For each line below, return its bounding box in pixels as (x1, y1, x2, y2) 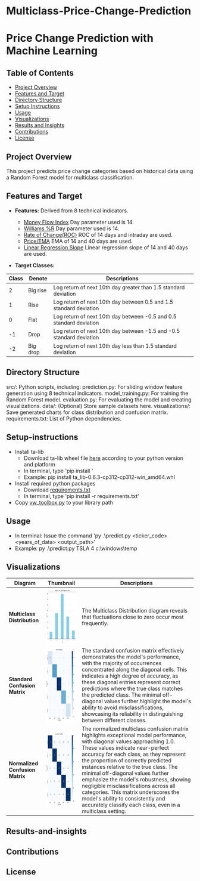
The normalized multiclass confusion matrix (82, 725, 189, 732)
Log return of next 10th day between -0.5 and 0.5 (53, 313, 177, 320)
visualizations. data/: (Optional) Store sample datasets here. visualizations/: (6, 402, 191, 409)
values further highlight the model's (104, 698, 192, 705)
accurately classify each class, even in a (82, 801, 180, 808)
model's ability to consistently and (82, 795, 165, 802)
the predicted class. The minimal (82, 691, 162, 698)
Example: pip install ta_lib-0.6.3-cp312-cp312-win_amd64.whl (23, 473, 176, 481)
